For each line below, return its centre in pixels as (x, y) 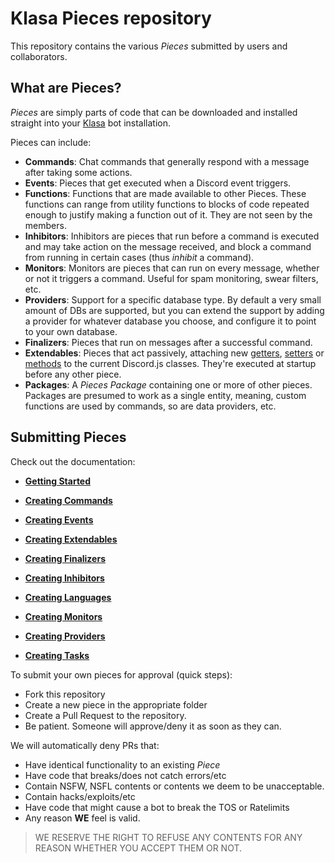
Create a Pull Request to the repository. (105, 715)
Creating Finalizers (65, 558)
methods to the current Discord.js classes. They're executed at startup (170, 363)
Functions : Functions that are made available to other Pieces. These (165, 193)
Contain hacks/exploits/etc (80, 796)
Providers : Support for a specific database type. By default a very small (173, 299)
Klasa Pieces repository (111, 18)
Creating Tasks (57, 655)
